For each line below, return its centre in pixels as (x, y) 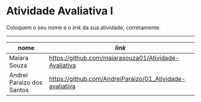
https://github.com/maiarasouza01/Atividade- (114, 58)
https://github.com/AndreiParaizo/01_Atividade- (117, 79)
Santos (19, 89)
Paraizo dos (26, 82)
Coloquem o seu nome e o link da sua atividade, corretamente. (83, 27)
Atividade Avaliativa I (60, 11)
